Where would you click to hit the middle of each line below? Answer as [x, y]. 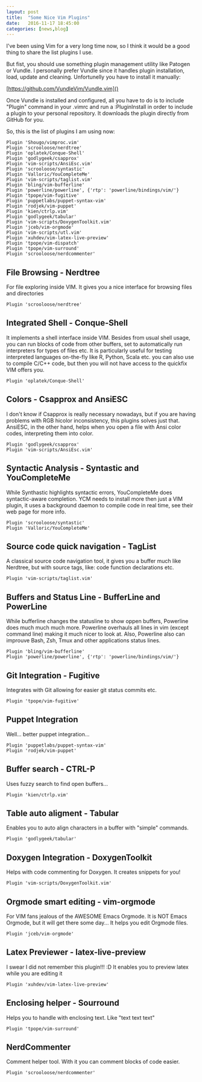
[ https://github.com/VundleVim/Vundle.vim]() [62, 89]
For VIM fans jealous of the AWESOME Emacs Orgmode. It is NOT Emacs [97, 916]
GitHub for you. [25, 120]
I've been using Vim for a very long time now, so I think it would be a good [98, 46]
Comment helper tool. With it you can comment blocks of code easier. [93, 1062]
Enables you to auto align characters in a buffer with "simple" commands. [97, 828]
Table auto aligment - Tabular [63, 813]
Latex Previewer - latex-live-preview [76, 952]
